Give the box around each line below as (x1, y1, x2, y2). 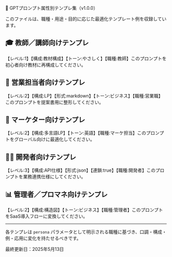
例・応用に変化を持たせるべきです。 (5, 235, 81, 242)
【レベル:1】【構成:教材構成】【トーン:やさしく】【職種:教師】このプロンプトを (5, 55, 167, 61)
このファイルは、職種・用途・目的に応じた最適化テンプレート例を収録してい (5, 16, 167, 22)
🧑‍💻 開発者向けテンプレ (5, 153, 76, 161)
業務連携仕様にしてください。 (23, 174, 86, 180)
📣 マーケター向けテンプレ (5, 115, 85, 124)
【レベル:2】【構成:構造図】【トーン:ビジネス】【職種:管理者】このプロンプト (5, 207, 163, 213)
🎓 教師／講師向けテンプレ (5, 38, 89, 48)
